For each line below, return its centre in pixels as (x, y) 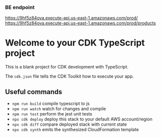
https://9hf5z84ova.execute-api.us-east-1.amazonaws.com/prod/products (80, 23)
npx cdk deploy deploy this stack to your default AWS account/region (82, 119)
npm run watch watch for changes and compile (59, 109)
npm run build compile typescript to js (51, 104)
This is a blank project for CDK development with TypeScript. (67, 67)
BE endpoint (20, 7)
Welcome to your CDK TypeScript (75, 43)
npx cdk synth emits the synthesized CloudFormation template (75, 130)
